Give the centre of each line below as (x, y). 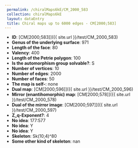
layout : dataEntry (25, 19)
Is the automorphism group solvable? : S (53, 63)
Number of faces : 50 (33, 79)
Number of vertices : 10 (35, 69)
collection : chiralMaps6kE (34, 14)
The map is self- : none (35, 84)
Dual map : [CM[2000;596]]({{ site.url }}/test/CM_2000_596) (72, 89)
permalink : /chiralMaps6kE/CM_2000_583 (47, 10)
